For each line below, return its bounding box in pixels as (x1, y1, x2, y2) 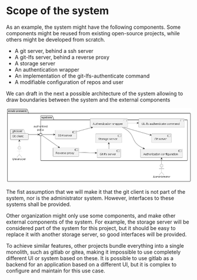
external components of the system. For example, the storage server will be (6, 218, 189, 225)
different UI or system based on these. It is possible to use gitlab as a (6, 254, 173, 262)
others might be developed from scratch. (6, 36, 106, 43)
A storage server (14, 60, 56, 67)
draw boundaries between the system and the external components (6, 96, 171, 103)
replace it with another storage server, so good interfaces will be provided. (6, 231, 187, 238)
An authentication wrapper (14, 66, 79, 73)
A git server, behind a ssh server (14, 47, 94, 54)
